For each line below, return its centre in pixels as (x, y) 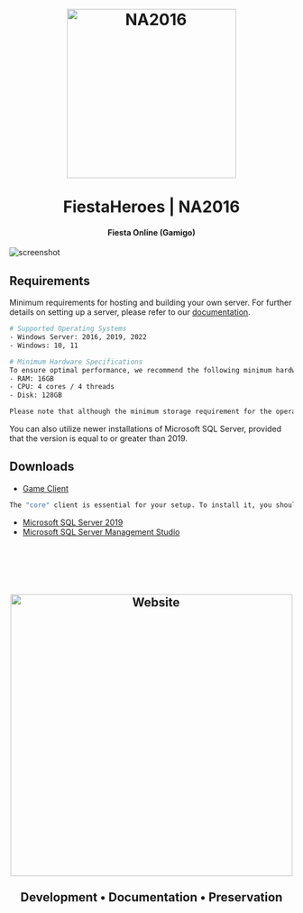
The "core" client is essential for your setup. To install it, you (141, 505)
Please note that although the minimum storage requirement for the (141, 412)
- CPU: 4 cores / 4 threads (62, 387)
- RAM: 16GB (32, 378)
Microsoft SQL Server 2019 (73, 522)
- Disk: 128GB (36, 395)
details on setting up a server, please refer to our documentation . (130, 312)
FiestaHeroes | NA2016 (151, 207)
